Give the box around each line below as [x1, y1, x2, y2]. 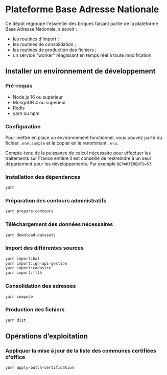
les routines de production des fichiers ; [12, 46, 97, 53]
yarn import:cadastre [5, 266, 52, 271]
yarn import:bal [5, 256, 40, 261]
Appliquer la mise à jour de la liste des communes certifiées [5, 347, 157, 354]
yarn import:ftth [5, 270, 42, 275]
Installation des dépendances [5, 173, 81, 180]
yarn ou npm [12, 110, 40, 116]
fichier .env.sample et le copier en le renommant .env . [5, 139, 118, 146]
